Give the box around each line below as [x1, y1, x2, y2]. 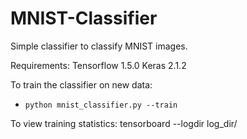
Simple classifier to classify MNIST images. [10, 40, 188, 52]
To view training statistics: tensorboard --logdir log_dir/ [10, 117, 238, 129]
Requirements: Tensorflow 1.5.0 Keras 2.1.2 [10, 59, 187, 71]
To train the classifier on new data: [10, 78, 153, 91]
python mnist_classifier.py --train [24, 100, 178, 110]
